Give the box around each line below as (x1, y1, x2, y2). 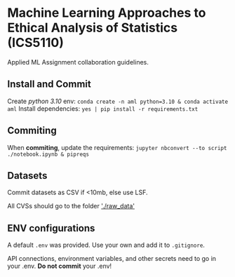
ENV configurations (7, 222, 95, 234)
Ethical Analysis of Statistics (7, 20, 177, 36)
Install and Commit (7, 79, 91, 90)
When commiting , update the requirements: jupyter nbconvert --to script (7, 143, 227, 151)
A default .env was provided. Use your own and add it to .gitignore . (7, 241, 206, 250)
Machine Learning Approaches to (7, 5, 206, 21)
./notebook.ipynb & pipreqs (7, 151, 90, 158)
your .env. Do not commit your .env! (7, 262, 112, 271)
